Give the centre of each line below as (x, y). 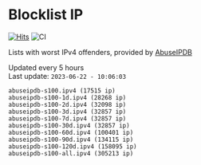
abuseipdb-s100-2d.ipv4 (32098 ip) (67, 104)
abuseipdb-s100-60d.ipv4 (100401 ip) (71, 132)
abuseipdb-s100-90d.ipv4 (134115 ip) (71, 139)
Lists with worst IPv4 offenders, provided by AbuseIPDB (100, 52)
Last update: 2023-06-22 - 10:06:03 (67, 76)
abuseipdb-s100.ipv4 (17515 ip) (62, 90)
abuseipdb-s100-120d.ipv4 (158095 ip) (73, 146)
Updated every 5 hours (46, 67)
